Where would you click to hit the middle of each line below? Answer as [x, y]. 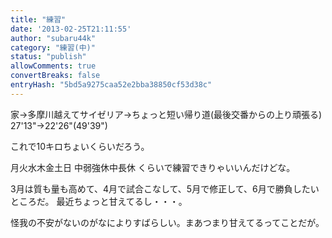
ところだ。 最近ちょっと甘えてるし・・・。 [99, 201]
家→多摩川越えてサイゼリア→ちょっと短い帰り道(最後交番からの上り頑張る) [166, 114]
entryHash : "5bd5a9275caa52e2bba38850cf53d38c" [111, 85]
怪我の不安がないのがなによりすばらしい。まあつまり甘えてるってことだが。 [167, 222]
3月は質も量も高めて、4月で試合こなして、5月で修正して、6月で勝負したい [165, 188]
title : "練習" [38, 19]
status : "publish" [48, 57]
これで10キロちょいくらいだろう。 [80, 146]
